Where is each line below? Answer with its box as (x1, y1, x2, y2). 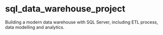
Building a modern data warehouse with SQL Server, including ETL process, (5, 19, 159, 25)
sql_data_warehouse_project (5, 3, 126, 14)
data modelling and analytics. (5, 24, 65, 30)
